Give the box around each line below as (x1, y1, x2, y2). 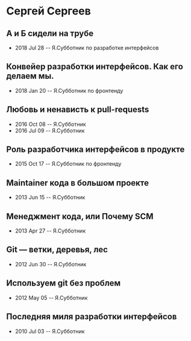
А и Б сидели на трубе (6, 28, 94, 39)
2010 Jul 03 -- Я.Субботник (14, 327, 85, 335)
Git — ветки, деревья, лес (6, 245, 108, 255)
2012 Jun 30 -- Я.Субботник (14, 260, 87, 267)
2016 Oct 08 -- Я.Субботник (14, 120, 86, 128)
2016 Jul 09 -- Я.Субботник (14, 127, 85, 134)
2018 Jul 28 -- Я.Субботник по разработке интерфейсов (14, 44, 159, 51)
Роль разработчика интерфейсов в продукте (6, 145, 185, 155)
